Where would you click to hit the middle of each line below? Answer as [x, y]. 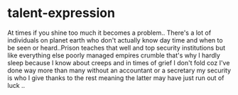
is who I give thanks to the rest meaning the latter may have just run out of [116, 78]
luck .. [16, 85]
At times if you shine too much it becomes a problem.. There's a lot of [109, 33]
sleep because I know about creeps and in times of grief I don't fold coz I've [119, 62]
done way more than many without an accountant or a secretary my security [119, 70]
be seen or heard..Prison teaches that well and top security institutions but [117, 47]
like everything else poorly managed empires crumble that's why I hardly [114, 55]
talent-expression [61, 13]
